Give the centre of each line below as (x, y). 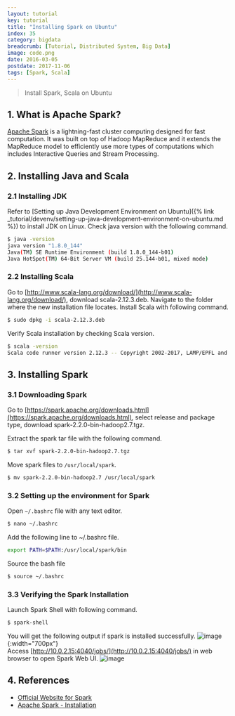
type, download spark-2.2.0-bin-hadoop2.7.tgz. (76, 425)
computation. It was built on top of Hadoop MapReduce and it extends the (114, 139)
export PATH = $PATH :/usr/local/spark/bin (67, 550)
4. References (39, 681)
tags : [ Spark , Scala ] (39, 72)
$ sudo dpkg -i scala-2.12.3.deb (56, 320)
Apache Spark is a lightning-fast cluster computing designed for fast (106, 131)
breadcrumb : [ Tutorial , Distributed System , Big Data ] (89, 46)
